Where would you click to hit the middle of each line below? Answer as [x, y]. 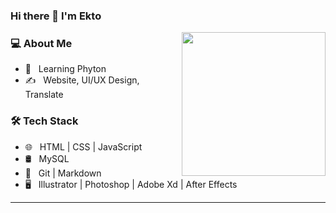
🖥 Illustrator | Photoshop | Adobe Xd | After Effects [131, 184]
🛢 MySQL [47, 158]
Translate [44, 95]
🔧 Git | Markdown [63, 173]
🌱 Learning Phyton [65, 69]
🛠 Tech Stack [44, 121]
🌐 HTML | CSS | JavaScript [83, 146]
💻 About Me [41, 43]
